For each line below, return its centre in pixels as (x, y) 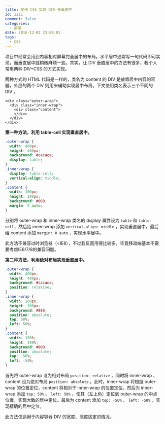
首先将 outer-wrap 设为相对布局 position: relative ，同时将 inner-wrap (79, 375)
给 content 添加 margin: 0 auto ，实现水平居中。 (55, 233)
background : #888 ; (29, 310)
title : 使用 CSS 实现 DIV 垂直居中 (39, 10)
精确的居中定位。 (27, 406)
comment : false (21, 19)
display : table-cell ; (32, 174)
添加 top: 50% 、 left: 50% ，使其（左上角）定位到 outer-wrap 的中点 (87, 394)
